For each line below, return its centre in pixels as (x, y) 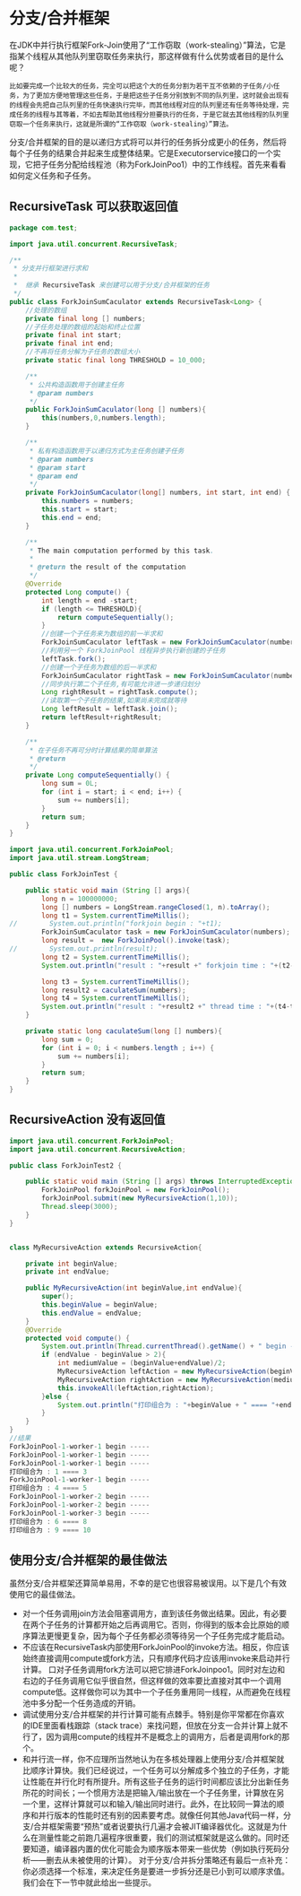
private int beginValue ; (72, 1264)
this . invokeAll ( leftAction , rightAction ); (136, 1388)
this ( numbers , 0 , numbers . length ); (104, 418)
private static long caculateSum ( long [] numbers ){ (124, 1031)
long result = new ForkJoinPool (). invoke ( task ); (136, 941)
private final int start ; (74, 335)
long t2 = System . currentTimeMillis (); (116, 957)
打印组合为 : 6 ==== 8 (48, 1521)
